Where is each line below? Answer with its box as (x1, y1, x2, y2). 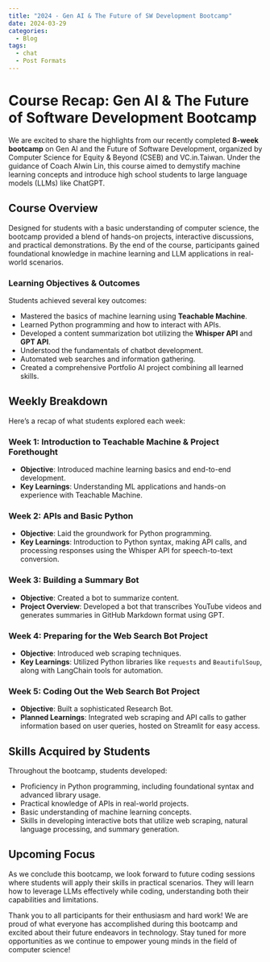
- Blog (15, 34, 38, 43)
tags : (8, 42, 27, 50)
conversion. (19, 554, 60, 564)
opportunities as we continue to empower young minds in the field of (8, 936, 238, 946)
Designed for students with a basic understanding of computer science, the (8, 223, 260, 232)
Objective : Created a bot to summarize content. (19, 593, 180, 602)
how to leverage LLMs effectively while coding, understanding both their (8, 886, 249, 896)
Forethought (8, 446, 59, 457)
